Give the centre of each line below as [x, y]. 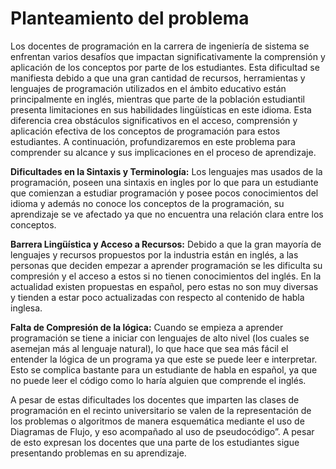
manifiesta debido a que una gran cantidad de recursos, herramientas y [158, 78]
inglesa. [26, 308]
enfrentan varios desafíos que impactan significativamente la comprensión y [168, 56]
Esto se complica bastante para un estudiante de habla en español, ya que [164, 369]
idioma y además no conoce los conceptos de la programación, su [147, 203]
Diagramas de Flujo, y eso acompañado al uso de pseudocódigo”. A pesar [162, 431]
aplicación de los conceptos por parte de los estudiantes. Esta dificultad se [165, 67]
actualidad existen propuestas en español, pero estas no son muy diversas [164, 286]
